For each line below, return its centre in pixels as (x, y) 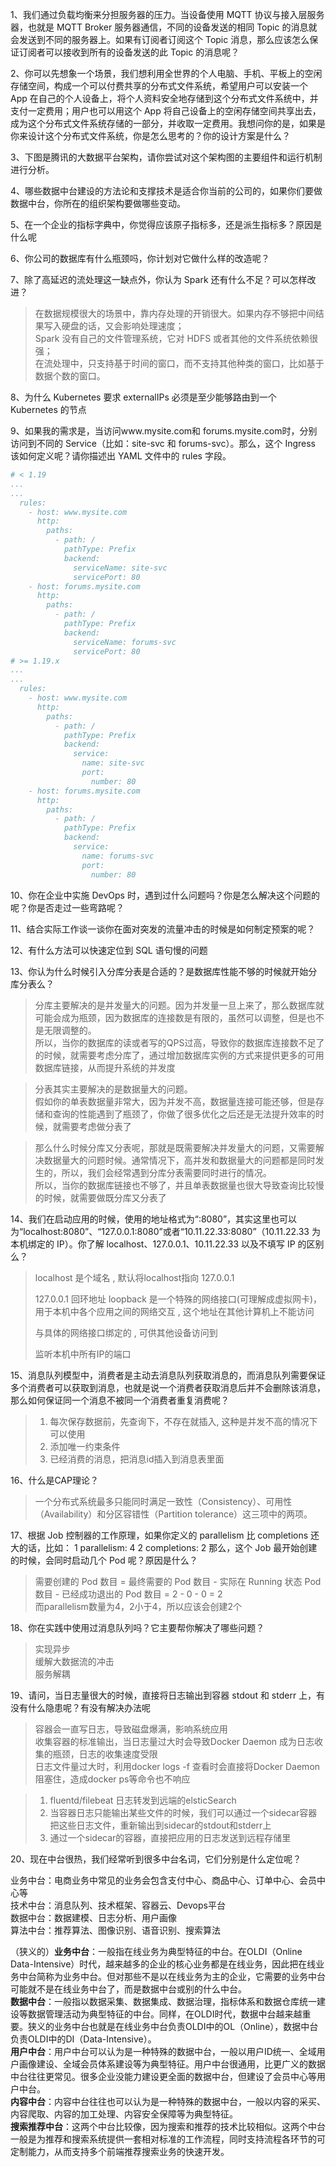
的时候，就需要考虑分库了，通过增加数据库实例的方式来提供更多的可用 (179, 1055)
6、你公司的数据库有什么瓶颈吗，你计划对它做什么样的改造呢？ (140, 258)
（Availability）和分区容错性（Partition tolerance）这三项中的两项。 (173, 1514)
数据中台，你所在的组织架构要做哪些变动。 (98, 203)
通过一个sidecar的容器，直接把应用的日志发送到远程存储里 (170, 1837)
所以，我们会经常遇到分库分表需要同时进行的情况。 (166, 1172)
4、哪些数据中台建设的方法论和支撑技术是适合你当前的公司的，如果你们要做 (166, 191)
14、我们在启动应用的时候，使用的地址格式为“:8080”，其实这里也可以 (154, 1219)
